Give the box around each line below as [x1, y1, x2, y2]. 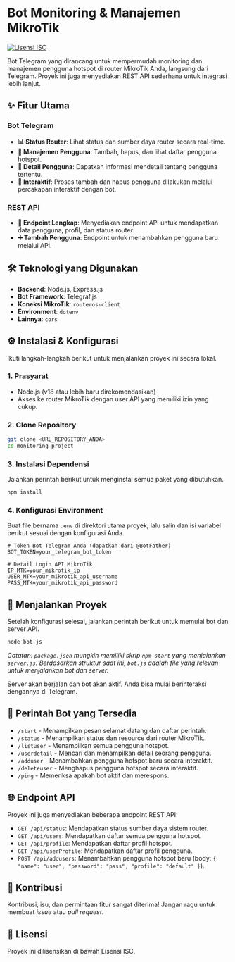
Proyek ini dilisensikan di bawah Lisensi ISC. [7, 947, 136, 956]
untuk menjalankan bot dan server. [7, 666, 109, 675]
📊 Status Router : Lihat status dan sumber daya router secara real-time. [17, 137, 226, 146]
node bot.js [7, 639, 42, 646]
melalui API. [17, 241, 52, 249]
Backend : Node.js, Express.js [17, 285, 103, 293]
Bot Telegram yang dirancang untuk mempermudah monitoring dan [7, 56, 203, 65]
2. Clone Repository [7, 420, 77, 430]
